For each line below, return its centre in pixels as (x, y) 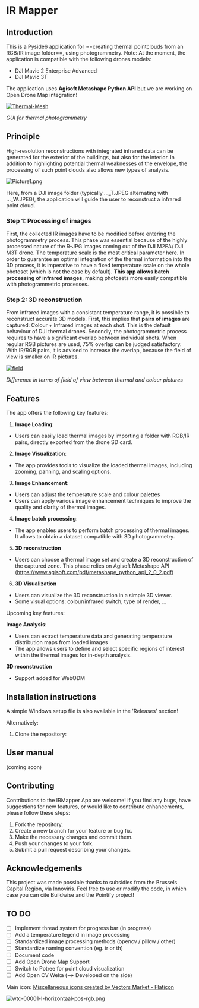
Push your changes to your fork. (54, 843)
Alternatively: (22, 723)
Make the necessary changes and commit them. (74, 837)
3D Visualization (36, 584)
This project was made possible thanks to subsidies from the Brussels (92, 883)
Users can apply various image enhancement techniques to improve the (103, 501)
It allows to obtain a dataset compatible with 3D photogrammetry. (95, 537)
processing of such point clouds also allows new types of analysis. (88, 169)
